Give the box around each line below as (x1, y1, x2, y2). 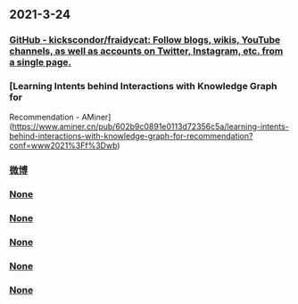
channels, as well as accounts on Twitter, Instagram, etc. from (9, 45, 284, 57)
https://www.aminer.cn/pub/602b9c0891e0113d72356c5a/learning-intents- (12, 120, 290, 132)
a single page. (9, 56, 72, 69)
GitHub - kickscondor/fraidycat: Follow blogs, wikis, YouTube (9, 34, 281, 46)
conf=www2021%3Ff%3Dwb (9, 140, 118, 151)
